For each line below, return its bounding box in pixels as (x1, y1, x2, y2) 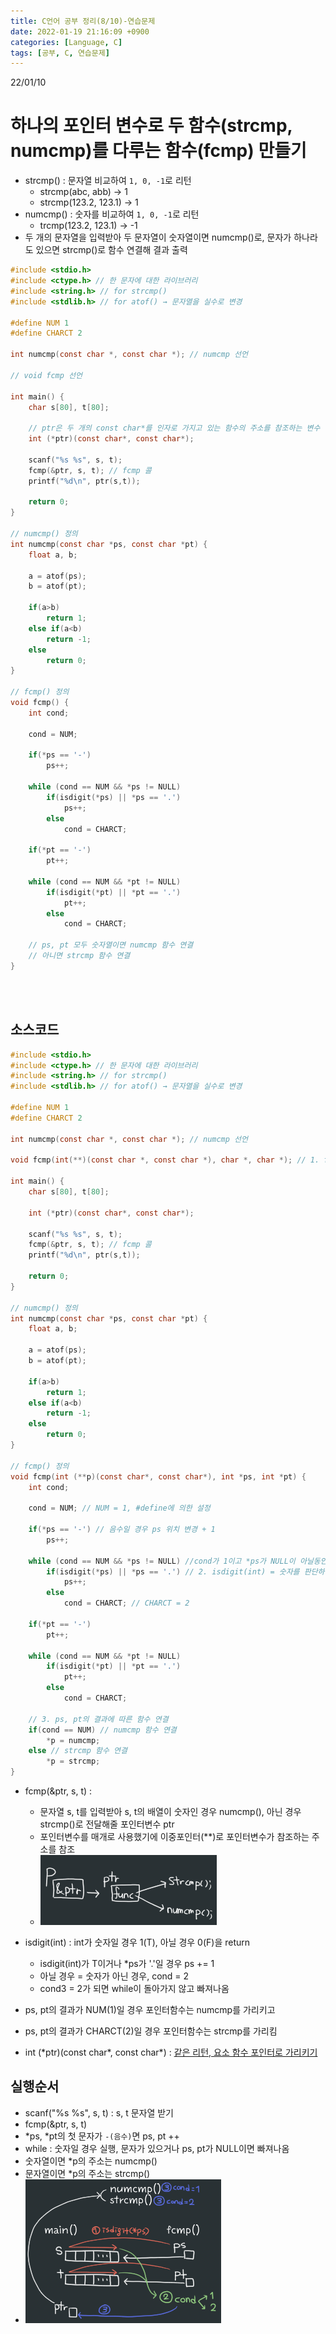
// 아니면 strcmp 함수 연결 (28, 951, 131, 961)
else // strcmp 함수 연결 (28, 1746, 128, 1756)
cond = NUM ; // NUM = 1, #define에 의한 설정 (28, 1503, 211, 1514)
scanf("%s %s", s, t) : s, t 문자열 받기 (24, 2106, 174, 2119)
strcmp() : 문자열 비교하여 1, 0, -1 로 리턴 (24, 175, 192, 187)
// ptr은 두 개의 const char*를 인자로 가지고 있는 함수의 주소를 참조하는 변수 (28, 423, 321, 434)
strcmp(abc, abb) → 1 (39, 186, 128, 198)
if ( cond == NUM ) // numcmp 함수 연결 (28, 1725, 177, 1735)
